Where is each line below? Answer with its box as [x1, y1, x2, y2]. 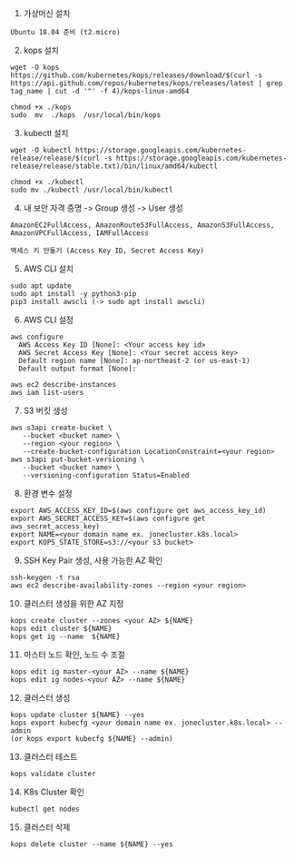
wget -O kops [10, 63, 60, 72]
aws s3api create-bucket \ [10, 423, 113, 432]
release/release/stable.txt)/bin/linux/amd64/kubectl [10, 162, 219, 171]
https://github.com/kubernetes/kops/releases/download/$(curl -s [10, 71, 262, 80]
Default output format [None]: [18, 364, 137, 373]
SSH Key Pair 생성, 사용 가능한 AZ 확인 [23, 555, 163, 566]
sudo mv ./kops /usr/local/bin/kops [10, 111, 162, 120]
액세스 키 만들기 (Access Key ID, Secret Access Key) [10, 246, 205, 255]
